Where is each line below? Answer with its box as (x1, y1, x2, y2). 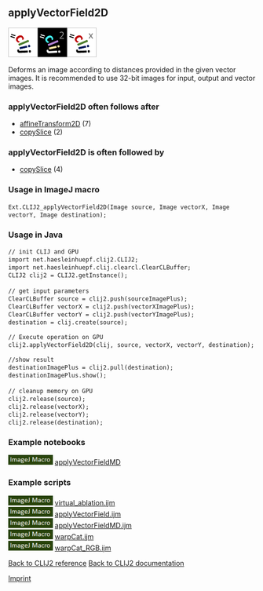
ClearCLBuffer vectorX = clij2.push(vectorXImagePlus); (8, 303, 195, 311)
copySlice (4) (19, 165, 64, 174)
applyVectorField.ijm (54, 509, 122, 519)
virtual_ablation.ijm (54, 498, 115, 507)
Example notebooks (8, 436, 86, 447)
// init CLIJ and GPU (8, 248, 79, 256)
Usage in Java (8, 229, 64, 240)
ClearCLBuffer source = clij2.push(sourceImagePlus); (8, 295, 188, 303)
